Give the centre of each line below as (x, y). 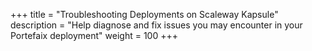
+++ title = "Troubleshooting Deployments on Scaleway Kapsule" (144, 14)
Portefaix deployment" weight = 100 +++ (94, 35)
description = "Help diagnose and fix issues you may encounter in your (156, 25)
